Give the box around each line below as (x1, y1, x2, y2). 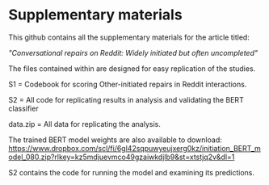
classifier (8, 103, 39, 113)
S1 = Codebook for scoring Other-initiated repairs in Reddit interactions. (8, 79, 247, 89)
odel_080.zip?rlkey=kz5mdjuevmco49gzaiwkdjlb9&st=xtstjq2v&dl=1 (8, 152, 235, 162)
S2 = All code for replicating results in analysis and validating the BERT (8, 95, 244, 104)
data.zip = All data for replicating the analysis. (8, 119, 162, 128)
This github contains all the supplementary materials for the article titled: (8, 32, 250, 42)
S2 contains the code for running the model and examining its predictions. (8, 167, 255, 177)
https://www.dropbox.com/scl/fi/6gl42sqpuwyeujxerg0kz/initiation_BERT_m (8, 143, 261, 153)
